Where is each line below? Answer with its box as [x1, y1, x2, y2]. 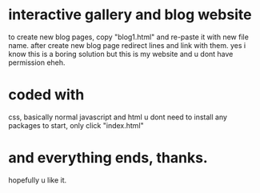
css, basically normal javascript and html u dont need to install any [8, 112, 228, 122]
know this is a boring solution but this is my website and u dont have [8, 49, 234, 58]
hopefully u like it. [8, 175, 66, 185]
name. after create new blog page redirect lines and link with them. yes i [8, 40, 246, 50]
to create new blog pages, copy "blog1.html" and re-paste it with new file [8, 32, 250, 42]
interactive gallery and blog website [8, 6, 252, 24]
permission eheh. [8, 58, 66, 67]
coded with [8, 86, 85, 104]
